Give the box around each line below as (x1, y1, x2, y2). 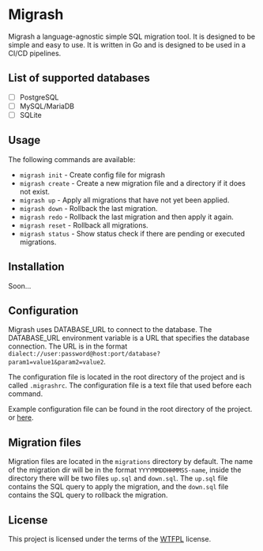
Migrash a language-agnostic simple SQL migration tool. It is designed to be (8, 32, 255, 41)
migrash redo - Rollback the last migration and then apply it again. (19, 212, 235, 221)
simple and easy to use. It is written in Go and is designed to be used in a (8, 40, 246, 49)
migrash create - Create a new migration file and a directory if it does (19, 178, 246, 187)
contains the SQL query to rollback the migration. (8, 490, 168, 500)
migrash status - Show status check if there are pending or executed (19, 228, 246, 238)
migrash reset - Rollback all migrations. (19, 220, 148, 230)
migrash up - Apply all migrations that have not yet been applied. (19, 195, 230, 205)
